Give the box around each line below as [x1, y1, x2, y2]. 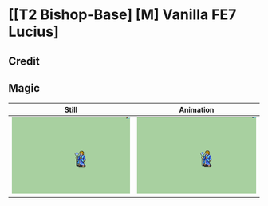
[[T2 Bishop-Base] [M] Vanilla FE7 [8, 6, 237, 24]
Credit [8, 54, 40, 68]
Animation [179, 105, 215, 114]
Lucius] [8, 22, 59, 41]
